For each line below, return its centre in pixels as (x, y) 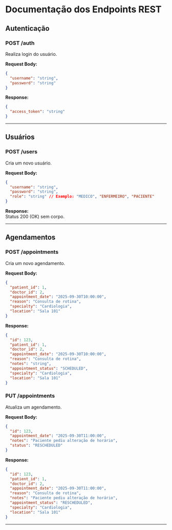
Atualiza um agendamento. (34, 407)
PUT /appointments (30, 396)
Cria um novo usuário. (29, 163)
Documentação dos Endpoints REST (84, 9)
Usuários (20, 137)
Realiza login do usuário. (31, 54)
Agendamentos (30, 238)
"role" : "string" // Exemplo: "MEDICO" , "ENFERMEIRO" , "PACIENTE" (82, 197)
